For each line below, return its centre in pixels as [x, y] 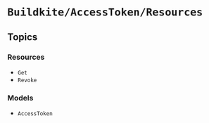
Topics [23, 37]
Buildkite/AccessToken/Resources [105, 12]
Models [20, 98]
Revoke [27, 80]
